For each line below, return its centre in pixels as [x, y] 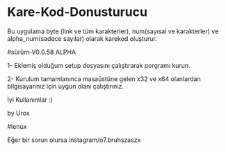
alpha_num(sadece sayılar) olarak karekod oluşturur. [82, 38]
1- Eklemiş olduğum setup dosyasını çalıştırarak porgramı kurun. [99, 65]
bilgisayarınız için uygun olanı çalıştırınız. [65, 86]
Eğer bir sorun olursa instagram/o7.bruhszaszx [74, 140]
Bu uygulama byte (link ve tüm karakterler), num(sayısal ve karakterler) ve [113, 31]
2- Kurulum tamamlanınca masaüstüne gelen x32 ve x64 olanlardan [104, 79]
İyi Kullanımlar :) [30, 99]
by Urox [18, 113]
